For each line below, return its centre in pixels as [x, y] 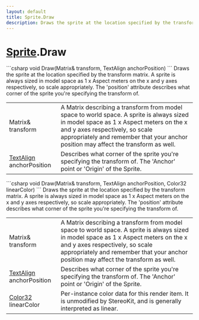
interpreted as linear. [89, 309]
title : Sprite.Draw [30, 17]
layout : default [26, 12]
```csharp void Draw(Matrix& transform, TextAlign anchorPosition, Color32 [96, 184]
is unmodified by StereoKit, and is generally [121, 301]
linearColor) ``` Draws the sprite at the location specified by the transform [96, 190]
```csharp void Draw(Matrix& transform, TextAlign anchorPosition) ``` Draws [98, 68]
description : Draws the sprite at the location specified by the [88, 23]
